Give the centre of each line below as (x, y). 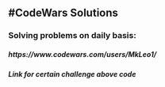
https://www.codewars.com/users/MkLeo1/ (82, 54)
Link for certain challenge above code (72, 74)
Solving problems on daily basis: (72, 36)
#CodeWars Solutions (63, 13)
